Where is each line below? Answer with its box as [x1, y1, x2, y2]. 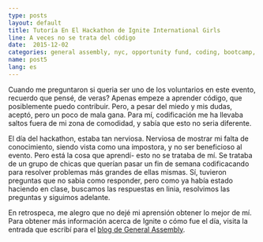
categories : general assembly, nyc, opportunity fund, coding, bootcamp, [8, 48, 257, 56]
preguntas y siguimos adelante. [8, 192, 111, 202]
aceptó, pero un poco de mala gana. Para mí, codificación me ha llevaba [8, 110, 243, 119]
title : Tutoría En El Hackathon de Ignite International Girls [8, 26, 221, 34]
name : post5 [8, 56, 47, 64]
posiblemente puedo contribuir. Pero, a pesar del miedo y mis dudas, [8, 101, 233, 111]
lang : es [8, 63, 37, 71]
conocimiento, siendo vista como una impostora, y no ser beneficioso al [8, 142, 242, 151]
